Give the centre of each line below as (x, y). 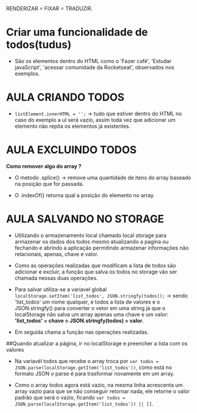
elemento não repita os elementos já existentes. (72, 126)
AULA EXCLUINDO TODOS (71, 150)
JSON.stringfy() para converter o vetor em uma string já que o (90, 308)
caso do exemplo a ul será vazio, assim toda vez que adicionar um (95, 119)
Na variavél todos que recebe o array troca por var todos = (86, 361)
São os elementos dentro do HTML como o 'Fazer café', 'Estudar (93, 61)
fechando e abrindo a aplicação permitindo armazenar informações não (102, 248)
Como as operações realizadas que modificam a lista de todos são (95, 265)
